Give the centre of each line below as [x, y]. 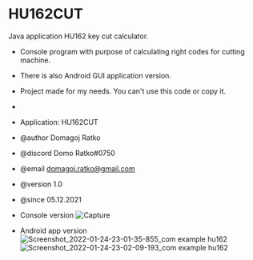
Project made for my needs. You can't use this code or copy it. [123, 91]
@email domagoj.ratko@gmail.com [78, 168]
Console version [47, 215]
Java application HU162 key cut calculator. [78, 36]
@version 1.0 [41, 184]
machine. [35, 60]
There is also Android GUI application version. [96, 75]
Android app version [54, 230]
